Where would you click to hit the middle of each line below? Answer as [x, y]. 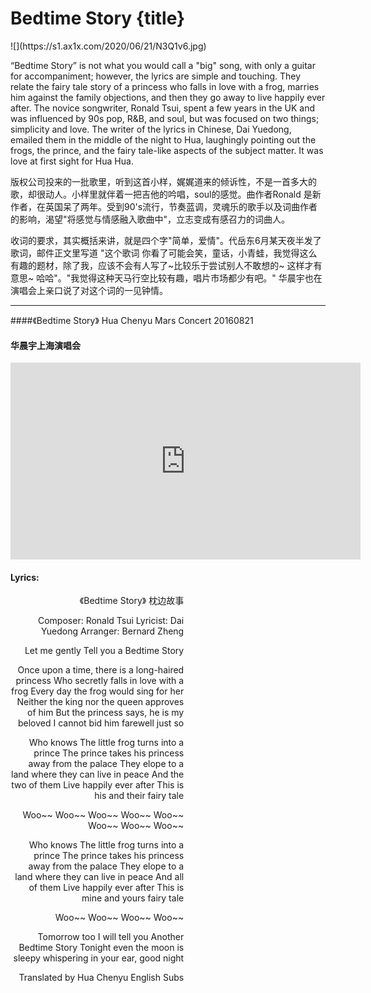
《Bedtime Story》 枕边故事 [132, 601]
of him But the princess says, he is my [106, 713]
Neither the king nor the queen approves [100, 702]
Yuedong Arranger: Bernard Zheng [112, 631]
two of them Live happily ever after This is [98, 785]
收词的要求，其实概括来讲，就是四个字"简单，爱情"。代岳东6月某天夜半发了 [166, 240]
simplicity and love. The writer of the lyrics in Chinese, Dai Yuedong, [151, 129]
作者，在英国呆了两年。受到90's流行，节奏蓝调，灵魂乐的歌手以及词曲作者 [164, 206]
